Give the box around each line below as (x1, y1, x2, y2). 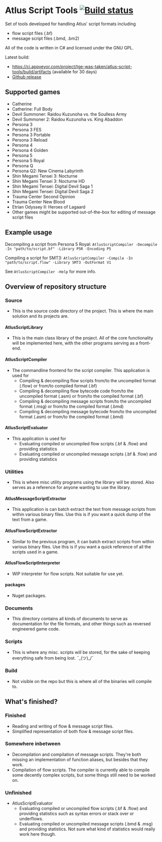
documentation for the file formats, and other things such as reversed (12, 621, 151, 627)
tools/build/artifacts (12, 68, 52, 75)
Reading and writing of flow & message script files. (12, 723, 114, 729)
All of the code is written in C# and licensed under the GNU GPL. (5, 45, 134, 50)
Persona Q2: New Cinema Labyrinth (12, 168, 84, 174)
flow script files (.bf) (12, 30, 53, 36)
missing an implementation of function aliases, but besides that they (12, 757, 148, 762)
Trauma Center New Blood (12, 199, 65, 205)
